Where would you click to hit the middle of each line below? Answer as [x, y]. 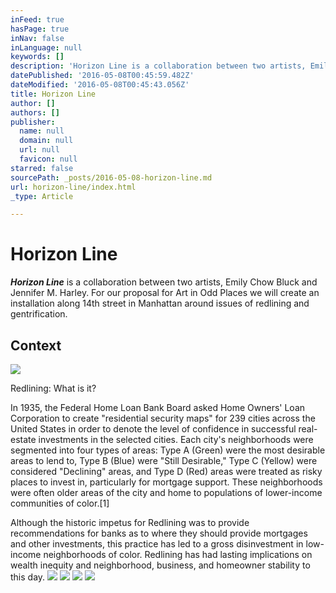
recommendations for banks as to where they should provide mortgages [159, 533]
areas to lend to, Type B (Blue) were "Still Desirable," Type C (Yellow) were [164, 460]
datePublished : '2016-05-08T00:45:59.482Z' [102, 76]
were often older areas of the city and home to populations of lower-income [166, 492]
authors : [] [35, 112]
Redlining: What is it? [53, 388]
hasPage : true [40, 29]
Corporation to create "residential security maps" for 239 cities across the [163, 418]
